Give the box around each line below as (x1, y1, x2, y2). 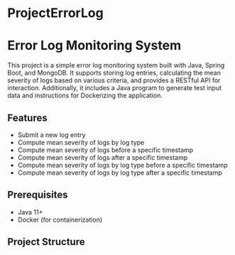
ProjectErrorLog (7, 5, 104, 21)
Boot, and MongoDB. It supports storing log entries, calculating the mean (7, 69, 222, 77)
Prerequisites (7, 189, 68, 201)
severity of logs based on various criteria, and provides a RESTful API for (7, 76, 221, 85)
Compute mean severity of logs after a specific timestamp (17, 153, 188, 161)
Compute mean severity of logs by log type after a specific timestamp (17, 168, 222, 177)
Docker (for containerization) (17, 215, 103, 224)
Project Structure (7, 236, 85, 248)
